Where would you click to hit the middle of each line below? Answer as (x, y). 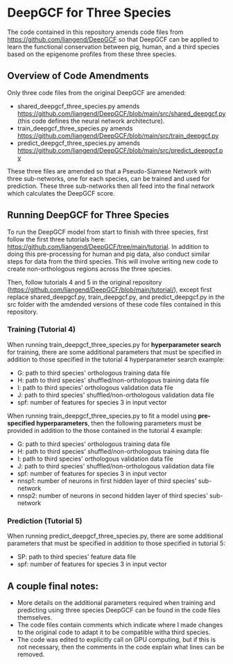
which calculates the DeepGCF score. (61, 193)
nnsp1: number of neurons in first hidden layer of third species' (107, 481)
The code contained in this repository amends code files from (95, 32)
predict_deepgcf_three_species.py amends (79, 143)
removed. (31, 654)
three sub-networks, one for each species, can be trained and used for (109, 178)
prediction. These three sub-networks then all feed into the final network (111, 186)
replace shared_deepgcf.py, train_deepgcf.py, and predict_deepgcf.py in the (116, 297)
